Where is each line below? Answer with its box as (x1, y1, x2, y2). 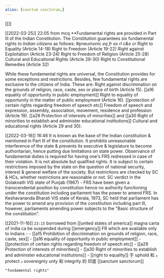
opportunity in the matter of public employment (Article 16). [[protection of (5, 97, 155, 103)
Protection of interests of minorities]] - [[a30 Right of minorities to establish (5, 246, 157, 252)
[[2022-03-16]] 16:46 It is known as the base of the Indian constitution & (5, 132, 151, 138)
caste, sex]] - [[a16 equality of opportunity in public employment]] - (5, 236, 141, 242)
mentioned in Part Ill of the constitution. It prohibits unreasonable (5, 138, 136, 144)
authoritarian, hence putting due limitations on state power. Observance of (5, 148, 155, 154)
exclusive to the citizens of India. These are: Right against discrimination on (5, 81, 157, 87)
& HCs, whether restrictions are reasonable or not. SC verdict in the (5, 174, 141, 180)
